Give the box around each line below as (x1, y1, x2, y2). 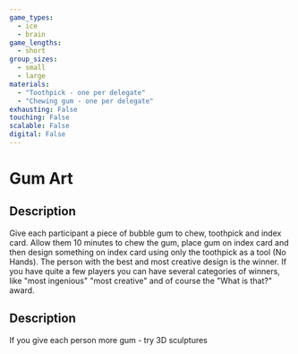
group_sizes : (9, 55, 58, 64)
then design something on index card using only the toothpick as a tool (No (9, 246, 286, 257)
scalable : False (9, 122, 70, 131)
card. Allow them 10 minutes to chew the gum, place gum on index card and (9, 237, 289, 247)
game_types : (9, 13, 54, 22)
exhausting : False (9, 105, 78, 114)
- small (17, 64, 47, 73)
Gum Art (9, 168, 73, 189)
